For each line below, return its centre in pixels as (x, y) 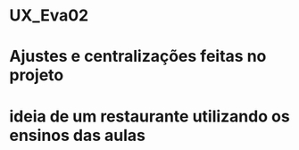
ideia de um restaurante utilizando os (149, 116)
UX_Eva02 (49, 16)
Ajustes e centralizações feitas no (138, 57)
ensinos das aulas (77, 135)
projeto (37, 75)
